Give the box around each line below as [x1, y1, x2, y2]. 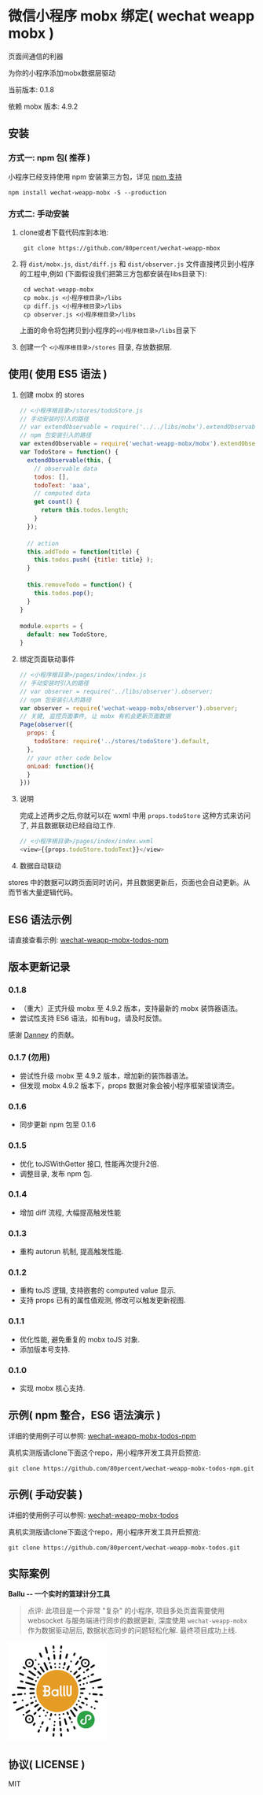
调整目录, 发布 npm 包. [19, 1168, 93, 1178]
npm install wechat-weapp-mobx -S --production [8, 188, 167, 197]
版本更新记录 [8, 960, 71, 974]
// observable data [34, 464, 98, 472]
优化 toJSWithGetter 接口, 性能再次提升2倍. [19, 1159, 159, 1168]
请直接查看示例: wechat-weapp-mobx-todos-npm [8, 935, 169, 945]
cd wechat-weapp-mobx [23, 285, 94, 294]
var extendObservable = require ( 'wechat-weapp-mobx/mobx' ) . [19, 440, 221, 448]
